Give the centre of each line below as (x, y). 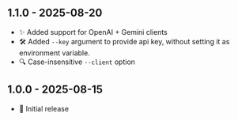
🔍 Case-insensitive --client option (77, 62)
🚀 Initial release (43, 108)
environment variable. (54, 53)
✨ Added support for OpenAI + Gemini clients (93, 32)
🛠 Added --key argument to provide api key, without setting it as (124, 41)
